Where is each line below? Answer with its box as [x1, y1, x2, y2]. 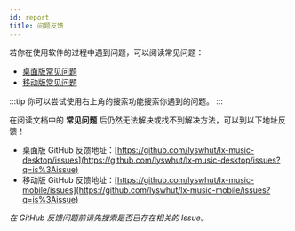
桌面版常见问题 [21, 66, 77, 76]
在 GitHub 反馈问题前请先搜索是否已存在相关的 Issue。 [9, 212, 209, 223]
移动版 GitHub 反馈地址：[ [21, 174, 118, 185]
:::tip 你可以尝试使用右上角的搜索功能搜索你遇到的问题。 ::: [9, 95, 224, 107]
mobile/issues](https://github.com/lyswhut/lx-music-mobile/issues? [21, 184, 271, 195]
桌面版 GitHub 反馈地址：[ [21, 144, 118, 155]
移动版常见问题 [21, 76, 77, 87]
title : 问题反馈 [9, 21, 64, 30]
